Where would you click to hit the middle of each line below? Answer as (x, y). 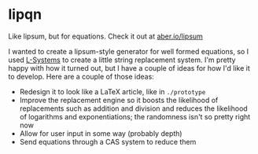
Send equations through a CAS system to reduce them (108, 141)
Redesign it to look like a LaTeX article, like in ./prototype (112, 91)
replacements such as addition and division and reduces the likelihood (133, 108)
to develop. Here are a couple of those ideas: (81, 76)
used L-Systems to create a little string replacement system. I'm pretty (122, 60)
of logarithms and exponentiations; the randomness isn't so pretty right (135, 116)
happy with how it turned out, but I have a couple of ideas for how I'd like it (129, 68)
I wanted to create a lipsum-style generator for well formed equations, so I (129, 51)
